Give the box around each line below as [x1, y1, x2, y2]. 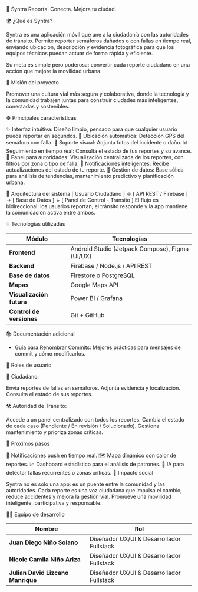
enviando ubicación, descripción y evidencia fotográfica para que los [6, 44, 174, 50]
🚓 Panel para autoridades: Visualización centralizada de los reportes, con [6, 154, 184, 160]
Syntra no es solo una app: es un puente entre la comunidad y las [6, 481, 165, 488]
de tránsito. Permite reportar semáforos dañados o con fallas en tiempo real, [6, 37, 192, 44]
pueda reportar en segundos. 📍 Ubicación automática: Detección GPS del [6, 133, 184, 139]
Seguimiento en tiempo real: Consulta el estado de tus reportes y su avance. [6, 147, 192, 154]
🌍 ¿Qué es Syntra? [6, 18, 53, 24]
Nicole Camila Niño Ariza [9, 555, 81, 563]
